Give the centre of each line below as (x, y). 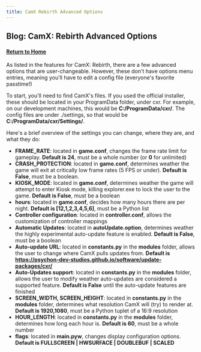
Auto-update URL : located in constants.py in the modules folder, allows (105, 247)
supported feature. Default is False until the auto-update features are (101, 285)
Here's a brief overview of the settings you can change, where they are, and (100, 133)
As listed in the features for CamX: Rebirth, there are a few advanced (91, 65)
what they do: (23, 140)
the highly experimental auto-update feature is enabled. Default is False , (105, 234)
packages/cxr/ (34, 266)
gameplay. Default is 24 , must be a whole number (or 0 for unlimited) (101, 158)
